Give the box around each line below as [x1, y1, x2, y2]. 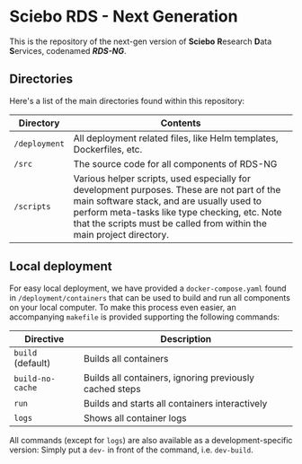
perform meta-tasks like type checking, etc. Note [73, 206, 282, 218]
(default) [13, 356, 51, 369]
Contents [160, 117, 201, 129]
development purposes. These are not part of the [73, 183, 281, 196]
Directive [24, 332, 65, 345]
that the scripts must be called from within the [73, 217, 268, 230]
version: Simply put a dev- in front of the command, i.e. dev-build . [9, 444, 253, 455]
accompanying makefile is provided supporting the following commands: [9, 311, 280, 322]
